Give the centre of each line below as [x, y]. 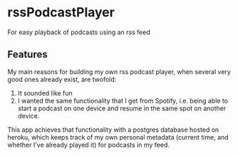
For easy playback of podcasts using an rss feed [79, 32]
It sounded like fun [45, 93]
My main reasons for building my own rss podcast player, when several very [119, 71]
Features [27, 54]
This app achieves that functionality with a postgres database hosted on [113, 130]
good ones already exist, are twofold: [62, 79]
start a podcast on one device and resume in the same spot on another [122, 108]
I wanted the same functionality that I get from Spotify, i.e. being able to [123, 100]
